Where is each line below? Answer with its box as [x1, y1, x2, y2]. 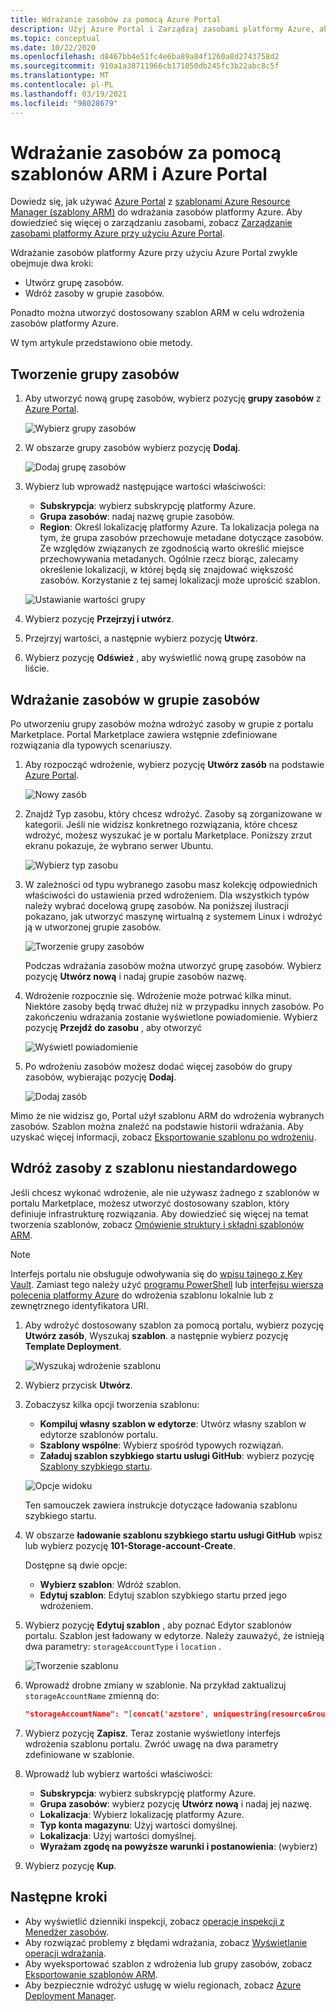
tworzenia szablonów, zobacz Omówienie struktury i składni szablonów [10, 1218, 305, 1230]
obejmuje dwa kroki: [10, 257, 94, 270]
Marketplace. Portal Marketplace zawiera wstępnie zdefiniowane [10, 729, 278, 741]
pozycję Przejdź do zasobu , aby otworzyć [24, 1022, 203, 1034]
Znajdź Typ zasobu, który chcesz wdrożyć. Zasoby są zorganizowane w [24, 808, 323, 820]
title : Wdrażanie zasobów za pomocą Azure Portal [10, 14, 222, 25]
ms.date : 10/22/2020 [10, 42, 97, 53]
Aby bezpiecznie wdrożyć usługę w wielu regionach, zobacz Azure [24, 1979, 302, 1991]
